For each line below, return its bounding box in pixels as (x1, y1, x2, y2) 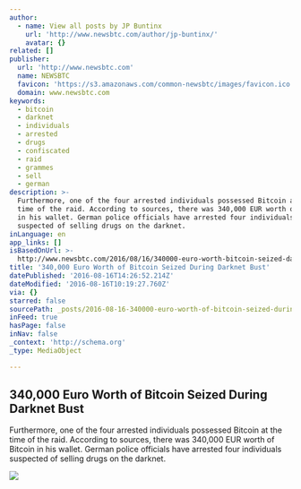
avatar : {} (25, 38, 66, 47)
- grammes (17, 163, 54, 172)
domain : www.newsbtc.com (17, 88, 110, 97)
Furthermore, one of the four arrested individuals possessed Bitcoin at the (9, 425, 282, 435)
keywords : (9, 96, 47, 106)
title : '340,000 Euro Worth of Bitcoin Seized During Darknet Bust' (9, 263, 271, 272)
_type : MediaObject (9, 346, 82, 355)
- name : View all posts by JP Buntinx (17, 21, 163, 30)
